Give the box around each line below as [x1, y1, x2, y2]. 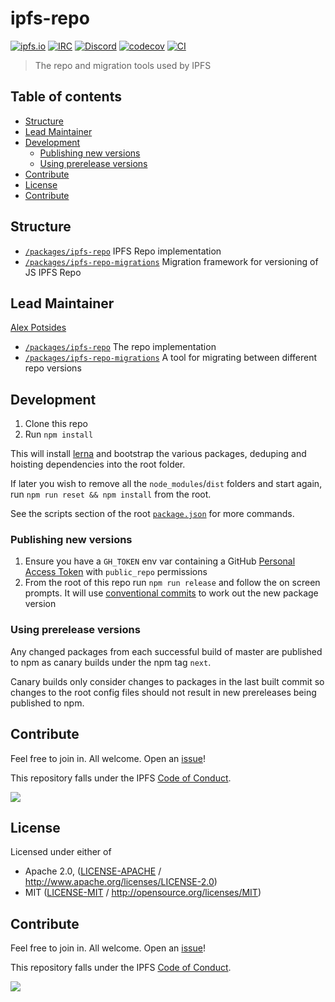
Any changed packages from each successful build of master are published [10, 645, 323, 657]
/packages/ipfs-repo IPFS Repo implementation [24, 245, 222, 257]
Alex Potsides [10, 322, 67, 334]
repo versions [24, 362, 82, 374]
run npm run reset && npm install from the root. [10, 488, 212, 501]
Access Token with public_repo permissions [24, 566, 208, 578]
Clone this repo [24, 418, 88, 430]
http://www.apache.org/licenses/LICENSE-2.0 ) [24, 876, 218, 888]
